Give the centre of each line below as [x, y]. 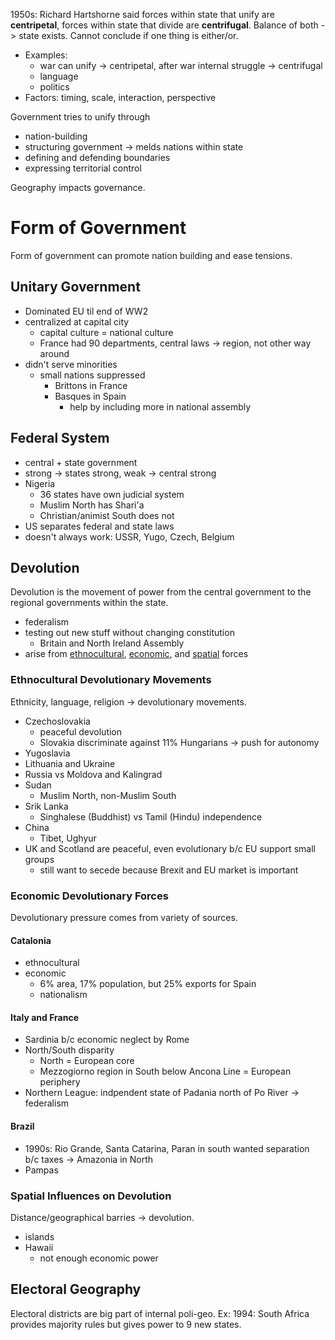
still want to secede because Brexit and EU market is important [169, 870]
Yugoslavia [47, 753]
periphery [60, 1082]
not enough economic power [99, 1258]
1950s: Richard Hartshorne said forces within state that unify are [142, 14]
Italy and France [44, 1017]
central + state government [81, 462]
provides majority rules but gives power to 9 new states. [126, 1324]
